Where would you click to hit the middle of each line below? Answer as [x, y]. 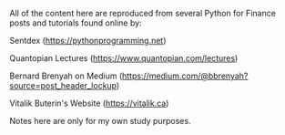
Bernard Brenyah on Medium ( [66, 76]
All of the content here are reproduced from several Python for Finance [142, 13]
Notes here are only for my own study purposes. [100, 121]
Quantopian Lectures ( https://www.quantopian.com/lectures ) [124, 58]
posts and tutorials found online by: [76, 23]
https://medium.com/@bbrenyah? [185, 76]
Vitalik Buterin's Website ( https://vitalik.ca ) [89, 103]
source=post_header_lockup [63, 85]
